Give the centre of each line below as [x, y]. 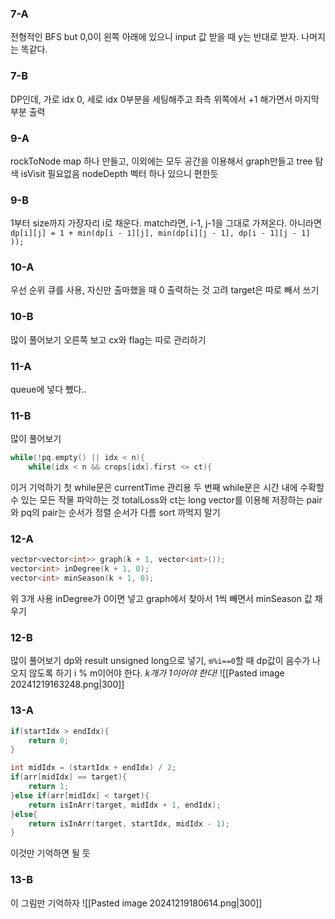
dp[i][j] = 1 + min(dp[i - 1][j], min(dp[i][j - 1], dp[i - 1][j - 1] [160, 233]
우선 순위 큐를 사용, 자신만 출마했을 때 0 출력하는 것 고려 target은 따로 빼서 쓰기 [165, 290]
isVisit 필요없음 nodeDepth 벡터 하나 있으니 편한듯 [119, 173]
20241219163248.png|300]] [67, 684]
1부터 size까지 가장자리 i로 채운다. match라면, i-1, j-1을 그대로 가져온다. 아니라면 [166, 223]
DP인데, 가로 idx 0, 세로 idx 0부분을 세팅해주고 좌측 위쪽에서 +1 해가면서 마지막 [165, 99]
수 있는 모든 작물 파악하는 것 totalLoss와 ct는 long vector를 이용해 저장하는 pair [166, 500]
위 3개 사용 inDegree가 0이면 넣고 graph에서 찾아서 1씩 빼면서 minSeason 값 [161, 599]
